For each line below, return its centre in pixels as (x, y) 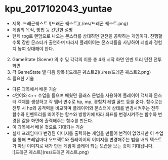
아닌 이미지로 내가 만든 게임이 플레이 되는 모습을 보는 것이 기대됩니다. (86, 146)
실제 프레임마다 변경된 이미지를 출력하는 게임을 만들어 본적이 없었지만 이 (83, 133)
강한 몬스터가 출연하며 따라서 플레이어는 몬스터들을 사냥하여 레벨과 (87, 42)
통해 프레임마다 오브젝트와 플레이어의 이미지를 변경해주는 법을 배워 (83, 139)
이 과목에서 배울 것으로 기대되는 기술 (48, 127)
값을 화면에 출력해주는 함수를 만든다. (57, 120)
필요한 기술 (23, 78)
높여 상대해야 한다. (36, 48)
